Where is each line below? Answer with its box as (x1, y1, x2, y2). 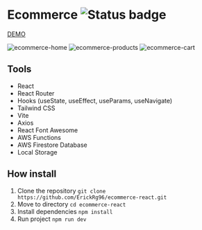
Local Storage (17, 148, 58, 156)
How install (7, 168, 57, 180)
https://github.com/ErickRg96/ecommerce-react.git (17, 194, 167, 201)
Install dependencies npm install (17, 207, 113, 215)
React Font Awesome (17, 125, 78, 134)
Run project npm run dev (17, 215, 87, 223)
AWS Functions (17, 133, 61, 141)
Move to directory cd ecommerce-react (17, 200, 126, 208)
